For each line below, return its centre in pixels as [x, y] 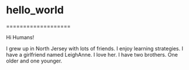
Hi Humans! [20, 37]
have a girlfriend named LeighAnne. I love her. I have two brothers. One [92, 54]
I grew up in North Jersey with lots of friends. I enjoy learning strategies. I [94, 48]
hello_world [35, 10]
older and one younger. [34, 61]
